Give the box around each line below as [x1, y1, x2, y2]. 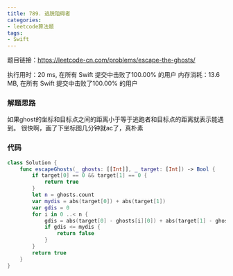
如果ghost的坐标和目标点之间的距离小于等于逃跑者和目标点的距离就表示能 [7, 115, 218, 123]
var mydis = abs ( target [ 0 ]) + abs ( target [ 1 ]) [32, 198, 166, 205]
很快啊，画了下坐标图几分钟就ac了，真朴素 [20, 124, 144, 132]
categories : [7, 17, 42, 24]
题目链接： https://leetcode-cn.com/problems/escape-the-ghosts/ [7, 56, 196, 64]
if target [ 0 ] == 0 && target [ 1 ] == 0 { [32, 172, 148, 179]
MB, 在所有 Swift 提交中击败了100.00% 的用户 [7, 79, 138, 87]
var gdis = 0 [32, 204, 70, 212]
